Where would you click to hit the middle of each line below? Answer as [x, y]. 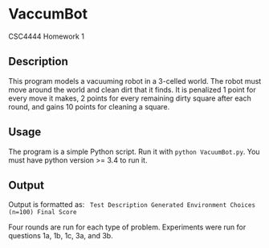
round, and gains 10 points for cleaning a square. [89, 106]
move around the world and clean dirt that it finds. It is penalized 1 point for [132, 89]
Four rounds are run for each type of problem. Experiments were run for [127, 227]
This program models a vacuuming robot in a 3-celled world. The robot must [135, 81]
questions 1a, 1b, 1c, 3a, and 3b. [61, 236]
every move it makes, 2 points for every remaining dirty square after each [130, 98]
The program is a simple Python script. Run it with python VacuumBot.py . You [134, 151]
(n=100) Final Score [43, 213]
